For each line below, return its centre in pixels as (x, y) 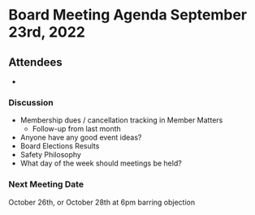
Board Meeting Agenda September (128, 15)
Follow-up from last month (77, 129)
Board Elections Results (60, 146)
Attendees (35, 62)
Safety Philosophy (50, 155)
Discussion (31, 102)
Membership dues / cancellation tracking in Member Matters (121, 120)
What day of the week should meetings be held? (101, 163)
